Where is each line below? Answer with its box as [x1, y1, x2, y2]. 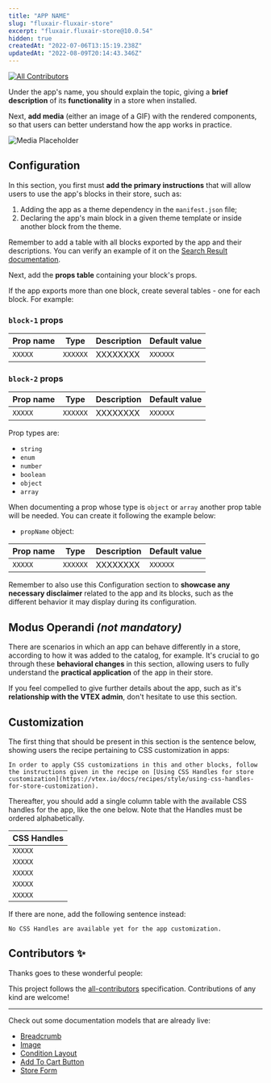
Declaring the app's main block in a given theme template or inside [19, 213, 242, 223]
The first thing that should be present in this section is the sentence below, [8, 737, 256, 746]
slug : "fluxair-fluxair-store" [8, 19, 114, 27]
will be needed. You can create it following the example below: [8, 511, 216, 521]
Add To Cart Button [19, 1056, 85, 1066]
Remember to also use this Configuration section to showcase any [8, 580, 231, 590]
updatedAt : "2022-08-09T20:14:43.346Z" [8, 49, 143, 57]
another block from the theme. [19, 221, 122, 231]
